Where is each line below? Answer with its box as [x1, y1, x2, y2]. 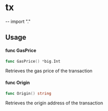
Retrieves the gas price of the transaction [5, 68, 93, 74]
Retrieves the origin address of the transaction [5, 100, 103, 106]
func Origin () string [5, 91, 52, 96]
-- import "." [5, 18, 31, 24]
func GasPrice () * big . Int [5, 59, 60, 64]
